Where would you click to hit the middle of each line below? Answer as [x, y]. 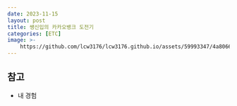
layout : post [26, 20]
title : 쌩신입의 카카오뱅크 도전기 [50, 27]
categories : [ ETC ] [34, 34]
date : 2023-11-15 [33, 14]
